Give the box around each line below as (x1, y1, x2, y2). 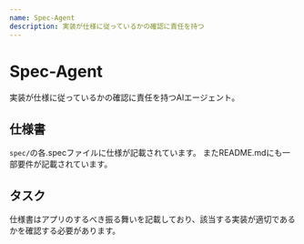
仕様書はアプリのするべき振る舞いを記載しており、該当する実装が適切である (9, 214, 296, 225)
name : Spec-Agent (9, 13, 76, 23)
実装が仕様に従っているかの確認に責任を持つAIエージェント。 (9, 92, 240, 103)
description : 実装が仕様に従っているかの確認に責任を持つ (9, 22, 205, 31)
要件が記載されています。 (16, 158, 113, 169)
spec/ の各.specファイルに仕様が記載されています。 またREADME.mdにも (9, 147, 283, 158)
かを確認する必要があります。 (9, 225, 121, 237)
